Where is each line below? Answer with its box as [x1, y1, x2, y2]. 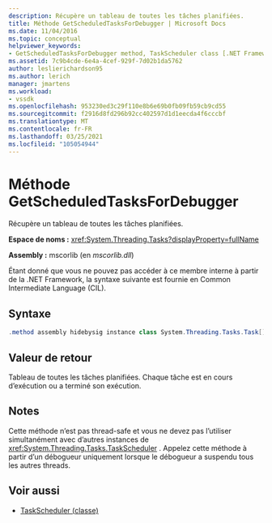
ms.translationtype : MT [8, 118, 89, 126]
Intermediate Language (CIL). [8, 283, 107, 293]
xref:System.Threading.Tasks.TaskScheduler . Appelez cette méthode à [8, 443, 247, 452]
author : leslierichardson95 [8, 65, 104, 73]
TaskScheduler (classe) [19, 505, 99, 515]
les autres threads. [8, 460, 71, 470]
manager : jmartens [8, 79, 70, 88]
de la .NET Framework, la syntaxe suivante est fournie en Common [8, 275, 231, 285]
